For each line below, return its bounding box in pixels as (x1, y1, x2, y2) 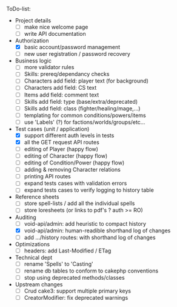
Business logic (15, 57, 52, 64)
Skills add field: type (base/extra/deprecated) (24, 98, 138, 105)
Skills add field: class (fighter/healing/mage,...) (24, 104, 141, 112)
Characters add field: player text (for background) (24, 77, 149, 84)
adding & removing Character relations (24, 166, 121, 174)
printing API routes (24, 173, 71, 180)
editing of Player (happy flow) (24, 145, 99, 152)
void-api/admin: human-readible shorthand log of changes (24, 227, 171, 234)
